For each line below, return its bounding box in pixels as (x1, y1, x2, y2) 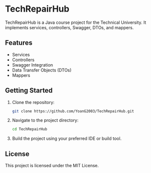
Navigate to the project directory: (12, 118, 79, 123)
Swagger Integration (12, 62, 53, 68)
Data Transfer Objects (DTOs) (12, 67, 72, 73)
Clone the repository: (12, 99, 55, 105)
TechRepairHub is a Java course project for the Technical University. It (5, 19, 147, 25)
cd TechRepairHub (12, 127, 48, 132)
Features (5, 39, 33, 47)
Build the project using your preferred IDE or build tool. (12, 136, 122, 141)
